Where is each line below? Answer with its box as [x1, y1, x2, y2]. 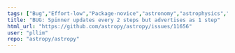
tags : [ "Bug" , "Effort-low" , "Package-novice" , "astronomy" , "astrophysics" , [7, 10, 227, 17]
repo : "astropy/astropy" [7, 36, 80, 43]
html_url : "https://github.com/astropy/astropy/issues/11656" [7, 23, 192, 30]
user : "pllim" [7, 29, 49, 36]
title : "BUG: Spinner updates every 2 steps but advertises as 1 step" [7, 17, 220, 23]
